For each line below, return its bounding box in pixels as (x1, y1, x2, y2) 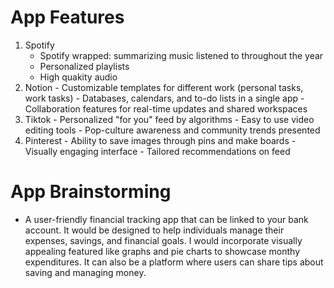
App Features (10, 6, 125, 29)
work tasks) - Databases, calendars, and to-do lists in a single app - (24, 92, 305, 104)
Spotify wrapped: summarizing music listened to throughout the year (39, 49, 324, 61)
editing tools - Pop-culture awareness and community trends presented (24, 124, 321, 136)
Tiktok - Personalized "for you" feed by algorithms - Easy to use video (24, 113, 315, 125)
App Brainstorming (10, 181, 172, 203)
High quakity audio (39, 71, 118, 83)
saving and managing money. (24, 266, 147, 278)
